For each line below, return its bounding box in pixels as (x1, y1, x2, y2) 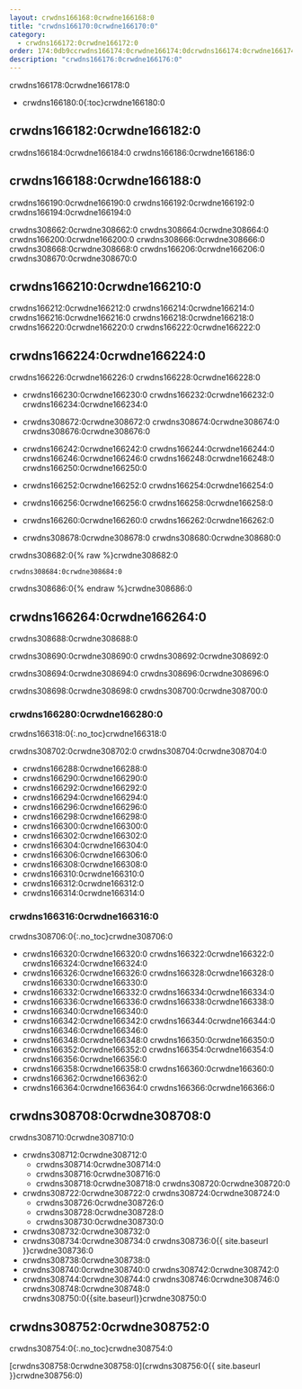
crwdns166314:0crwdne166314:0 (22, 888, 146, 899)
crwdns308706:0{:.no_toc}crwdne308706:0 (9, 931, 173, 941)
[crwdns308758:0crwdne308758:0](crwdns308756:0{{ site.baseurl (9, 1361, 261, 1372)
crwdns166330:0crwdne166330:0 (22, 976, 148, 987)
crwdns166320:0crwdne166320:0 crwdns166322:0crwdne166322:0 (22, 948, 274, 959)
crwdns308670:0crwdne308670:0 (9, 253, 138, 264)
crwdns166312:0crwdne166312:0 (22, 878, 145, 889)
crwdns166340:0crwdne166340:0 (22, 1005, 148, 1016)
